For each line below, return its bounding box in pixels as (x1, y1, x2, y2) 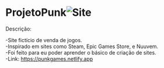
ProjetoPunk (5, 6, 67, 19)
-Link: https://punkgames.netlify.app (5, 55, 93, 62)
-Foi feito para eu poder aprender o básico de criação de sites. (5, 49, 156, 56)
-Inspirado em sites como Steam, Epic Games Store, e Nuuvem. (5, 43, 159, 50)
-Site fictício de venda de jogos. (5, 36, 82, 43)
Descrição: (5, 25, 32, 32)
